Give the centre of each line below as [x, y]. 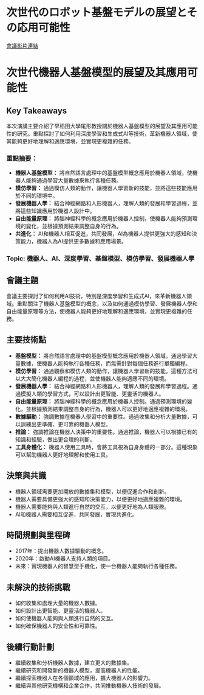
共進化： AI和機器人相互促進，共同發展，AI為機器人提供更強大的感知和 [104, 234]
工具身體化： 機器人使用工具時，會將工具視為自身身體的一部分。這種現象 [106, 447]
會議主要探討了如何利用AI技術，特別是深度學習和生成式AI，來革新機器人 [97, 296]
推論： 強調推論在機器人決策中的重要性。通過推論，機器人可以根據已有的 [106, 431]
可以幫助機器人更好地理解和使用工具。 [63, 455]
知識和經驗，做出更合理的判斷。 [55, 439]
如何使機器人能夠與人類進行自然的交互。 [66, 618]
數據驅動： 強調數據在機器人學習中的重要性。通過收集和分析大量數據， [104, 416]
